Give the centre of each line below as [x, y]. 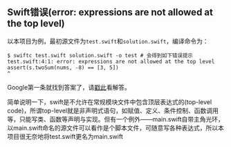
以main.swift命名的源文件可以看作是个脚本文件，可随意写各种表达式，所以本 [116, 128]
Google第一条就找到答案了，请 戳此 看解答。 [69, 87]
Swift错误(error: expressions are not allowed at [110, 12]
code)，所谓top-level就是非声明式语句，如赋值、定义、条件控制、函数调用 [113, 110]
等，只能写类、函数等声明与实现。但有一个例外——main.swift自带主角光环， [116, 119]
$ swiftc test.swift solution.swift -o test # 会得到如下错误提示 [100, 55]
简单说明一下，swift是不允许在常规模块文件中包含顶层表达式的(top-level [110, 101]
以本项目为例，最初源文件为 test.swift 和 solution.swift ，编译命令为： [108, 41]
